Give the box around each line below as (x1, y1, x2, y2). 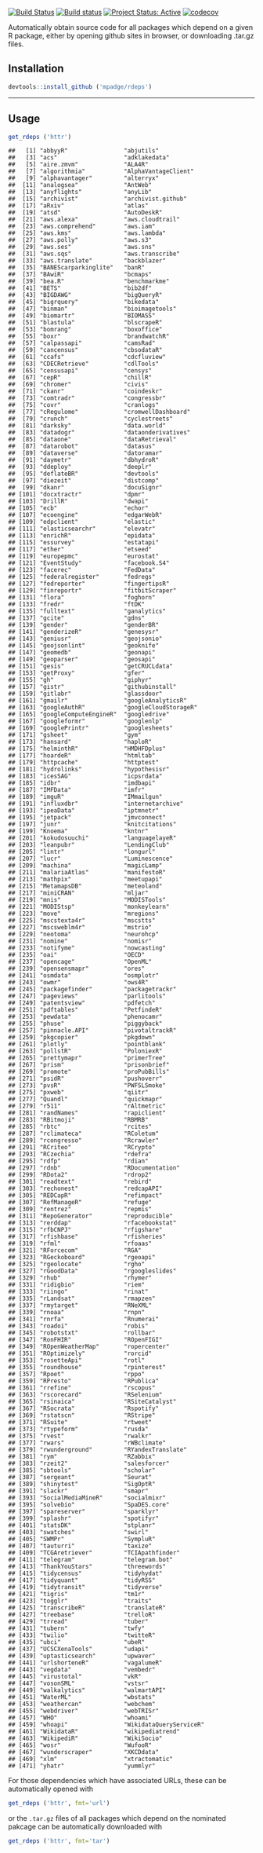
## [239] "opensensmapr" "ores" (8, 965, 146, 973)
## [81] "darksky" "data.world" (8, 422, 167, 430)
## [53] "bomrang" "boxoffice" (8, 326, 163, 334)
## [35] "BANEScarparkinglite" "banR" (8, 264, 146, 272)
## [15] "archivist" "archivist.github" (8, 195, 188, 203)
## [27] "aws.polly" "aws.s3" (8, 236, 153, 244)
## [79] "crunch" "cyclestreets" (8, 415, 174, 423)
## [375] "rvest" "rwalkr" (8, 1432, 153, 1441)
